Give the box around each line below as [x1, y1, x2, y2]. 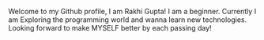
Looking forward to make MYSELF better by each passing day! [8, 24, 212, 32]
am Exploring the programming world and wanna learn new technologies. [8, 15, 247, 24]
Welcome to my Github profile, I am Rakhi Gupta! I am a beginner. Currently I [8, 7, 257, 16]
